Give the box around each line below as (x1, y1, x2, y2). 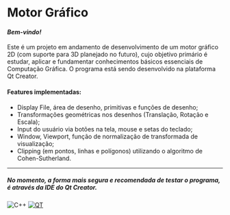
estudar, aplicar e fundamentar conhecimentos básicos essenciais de (7, 58, 203, 66)
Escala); (16, 118, 40, 126)
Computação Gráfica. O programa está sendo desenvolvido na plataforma (7, 65, 216, 73)
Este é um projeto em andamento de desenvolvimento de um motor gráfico (7, 43, 219, 51)
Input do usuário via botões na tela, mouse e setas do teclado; (16, 125, 193, 133)
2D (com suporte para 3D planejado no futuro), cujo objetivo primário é (7, 50, 208, 59)
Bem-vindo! (7, 27, 42, 36)
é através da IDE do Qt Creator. (7, 184, 97, 192)
